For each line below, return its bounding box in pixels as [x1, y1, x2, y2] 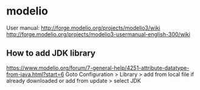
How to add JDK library [6, 48, 96, 59]
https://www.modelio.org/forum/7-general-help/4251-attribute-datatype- [6, 64, 190, 71]
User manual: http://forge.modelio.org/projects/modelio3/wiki [6, 24, 160, 31]
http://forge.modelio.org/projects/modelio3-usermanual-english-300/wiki [6, 30, 190, 37]
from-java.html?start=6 [6, 71, 64, 78]
